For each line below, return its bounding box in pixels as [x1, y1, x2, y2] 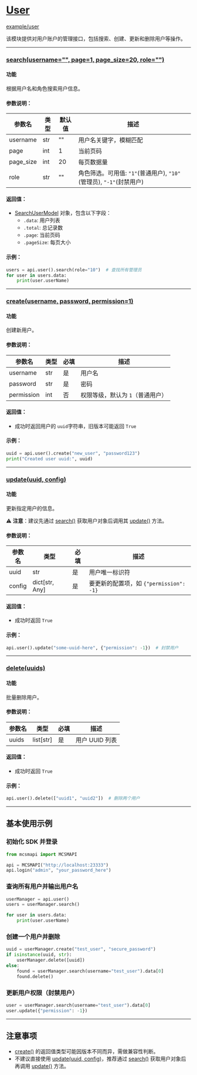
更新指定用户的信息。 [6, 504, 57, 511]
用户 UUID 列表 [75, 736, 117, 744]
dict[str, [32, 578, 55, 587]
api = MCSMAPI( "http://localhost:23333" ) [6, 862, 109, 868]
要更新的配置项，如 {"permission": [89, 579, 186, 588]
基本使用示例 [6, 818, 53, 828]
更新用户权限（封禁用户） [6, 989, 79, 997]
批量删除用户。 [6, 693, 42, 700]
